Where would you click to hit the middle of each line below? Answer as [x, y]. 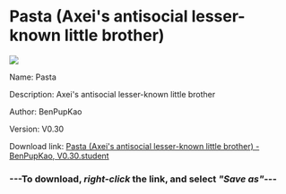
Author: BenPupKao [46, 111]
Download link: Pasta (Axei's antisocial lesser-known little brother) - [134, 146]
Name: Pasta [33, 77]
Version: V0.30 [37, 129]
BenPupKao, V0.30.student [59, 156]
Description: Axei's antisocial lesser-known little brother [113, 94]
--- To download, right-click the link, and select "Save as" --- [143, 179]
